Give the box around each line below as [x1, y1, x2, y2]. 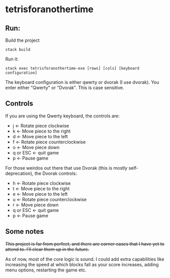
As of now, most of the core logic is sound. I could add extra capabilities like [5, 256, 164, 262]
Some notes [5, 227, 44, 236]
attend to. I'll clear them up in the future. [5, 246, 90, 252]
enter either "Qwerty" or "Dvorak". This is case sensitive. [5, 85, 124, 90]
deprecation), [5, 170, 34, 176]
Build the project [5, 37, 40, 43]
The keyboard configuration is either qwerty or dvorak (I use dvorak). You [5, 79, 159, 85]
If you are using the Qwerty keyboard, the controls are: [5, 113, 120, 119]
